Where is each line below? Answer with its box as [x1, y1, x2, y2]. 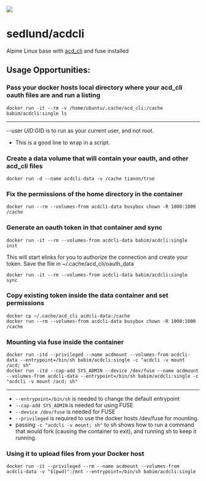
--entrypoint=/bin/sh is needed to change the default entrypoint [15, 395, 180, 402]
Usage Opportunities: [6, 65, 91, 75]
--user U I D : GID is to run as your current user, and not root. [6, 126, 154, 134]
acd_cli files [6, 161, 43, 170]
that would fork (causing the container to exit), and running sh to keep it [15, 428, 197, 435]
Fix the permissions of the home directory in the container [6, 190, 183, 198]
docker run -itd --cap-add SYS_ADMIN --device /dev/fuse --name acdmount [6, 368, 199, 374]
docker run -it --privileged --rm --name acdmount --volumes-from [6, 463, 180, 469]
